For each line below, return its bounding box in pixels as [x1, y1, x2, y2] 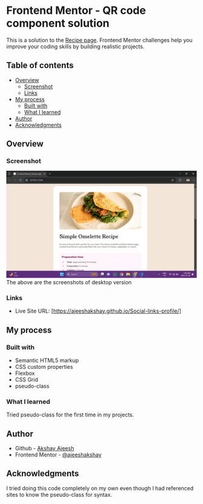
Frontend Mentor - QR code [6, 4, 146, 18]
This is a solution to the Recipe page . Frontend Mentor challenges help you [6, 36, 193, 43]
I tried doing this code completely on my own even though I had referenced [6, 484, 194, 492]
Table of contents [6, 60, 74, 71]
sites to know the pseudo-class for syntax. [6, 491, 112, 498]
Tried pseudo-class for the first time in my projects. [6, 411, 134, 418]
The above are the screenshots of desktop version [6, 278, 132, 285]
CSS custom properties [14, 363, 74, 370]
